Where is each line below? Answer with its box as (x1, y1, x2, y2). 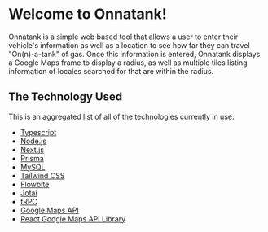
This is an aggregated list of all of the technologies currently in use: (8, 112, 235, 121)
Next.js (20, 144, 45, 155)
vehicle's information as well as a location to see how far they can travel (8, 40, 250, 50)
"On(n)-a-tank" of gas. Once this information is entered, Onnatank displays (8, 49, 261, 59)
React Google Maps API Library (20, 213, 126, 224)
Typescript (20, 127, 57, 137)
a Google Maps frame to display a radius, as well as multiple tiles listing (8, 58, 248, 68)
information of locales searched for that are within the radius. (8, 66, 214, 76)
